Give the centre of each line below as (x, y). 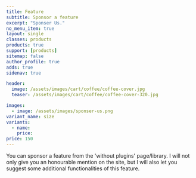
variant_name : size (30, 116)
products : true (25, 45)
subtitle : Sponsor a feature (42, 17)
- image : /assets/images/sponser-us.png (62, 111)
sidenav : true (24, 73)
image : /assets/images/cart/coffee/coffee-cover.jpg (78, 89)
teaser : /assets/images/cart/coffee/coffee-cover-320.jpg (85, 95)
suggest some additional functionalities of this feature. (73, 168)
